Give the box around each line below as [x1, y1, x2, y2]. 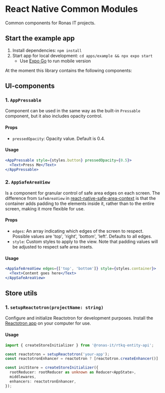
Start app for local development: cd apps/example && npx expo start [12, 52, 153, 58]
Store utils [5, 289, 38, 297]
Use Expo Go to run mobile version [19, 58, 91, 64]
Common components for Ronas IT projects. [5, 20, 96, 26]
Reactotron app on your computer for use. [5, 320, 91, 326]
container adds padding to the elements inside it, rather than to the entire [5, 200, 155, 206]
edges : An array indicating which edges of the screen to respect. [12, 228, 144, 234]
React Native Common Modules [5, 3, 138, 15]
